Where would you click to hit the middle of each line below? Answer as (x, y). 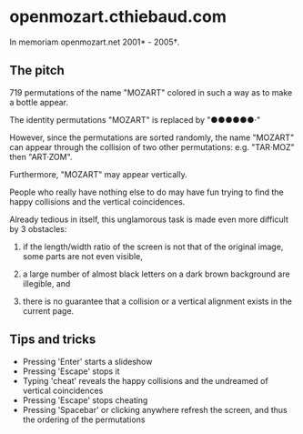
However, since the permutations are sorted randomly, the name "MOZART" (152, 137)
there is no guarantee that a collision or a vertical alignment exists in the (157, 301)
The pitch (37, 71)
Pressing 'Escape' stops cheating (85, 400)
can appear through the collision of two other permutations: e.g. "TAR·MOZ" (152, 146)
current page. (48, 310)
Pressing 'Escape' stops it (71, 371)
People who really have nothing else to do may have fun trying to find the (146, 192)
